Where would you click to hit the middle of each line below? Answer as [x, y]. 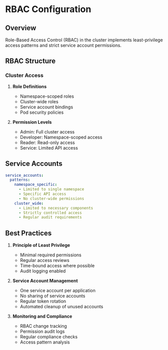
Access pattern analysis [45, 342]
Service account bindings [47, 107]
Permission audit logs [42, 331]
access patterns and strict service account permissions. [63, 45]
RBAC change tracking [43, 326]
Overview [21, 28]
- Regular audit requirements [50, 218]
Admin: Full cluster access [47, 131]
